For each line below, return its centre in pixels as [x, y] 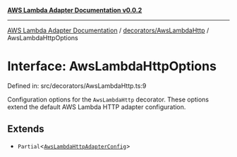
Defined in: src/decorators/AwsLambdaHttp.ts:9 [77, 86]
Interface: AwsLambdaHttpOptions [112, 67]
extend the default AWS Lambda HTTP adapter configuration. [97, 107]
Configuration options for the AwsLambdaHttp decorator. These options [108, 99]
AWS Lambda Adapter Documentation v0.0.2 [75, 10]
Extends [26, 129]
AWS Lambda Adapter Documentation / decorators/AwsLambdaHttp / [108, 30]
